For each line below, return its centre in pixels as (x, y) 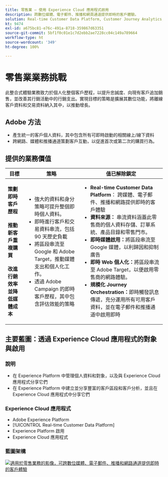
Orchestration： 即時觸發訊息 (124, 292)
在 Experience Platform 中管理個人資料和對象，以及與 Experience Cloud (86, 376)
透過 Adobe (48, 282)
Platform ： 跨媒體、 (114, 195)
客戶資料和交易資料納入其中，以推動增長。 (49, 105)
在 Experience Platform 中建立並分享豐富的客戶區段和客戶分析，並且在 (85, 388)
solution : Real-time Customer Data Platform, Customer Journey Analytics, (85, 19)
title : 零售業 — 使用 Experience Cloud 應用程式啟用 (57, 10)
